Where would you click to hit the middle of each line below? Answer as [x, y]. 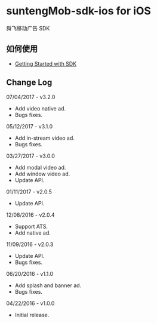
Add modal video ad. [40, 167]
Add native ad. [33, 233]
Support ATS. [31, 226]
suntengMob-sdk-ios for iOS [78, 11]
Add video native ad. [40, 108]
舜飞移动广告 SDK [28, 28]
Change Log [29, 83]
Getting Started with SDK [45, 63]
